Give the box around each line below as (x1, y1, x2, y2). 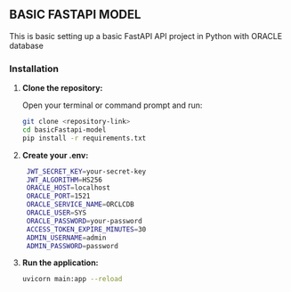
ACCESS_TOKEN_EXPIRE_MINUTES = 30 (26, 224, 147, 234)
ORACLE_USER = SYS (26, 208, 87, 217)
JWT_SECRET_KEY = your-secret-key (26, 166, 147, 176)
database (9, 40, 44, 51)
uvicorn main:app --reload (21, 275, 123, 284)
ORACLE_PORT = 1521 (26, 191, 91, 201)
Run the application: (21, 257, 100, 268)
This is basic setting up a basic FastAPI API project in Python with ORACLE (9, 30, 283, 41)
